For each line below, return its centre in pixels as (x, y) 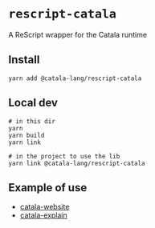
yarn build (27, 135)
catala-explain (43, 215)
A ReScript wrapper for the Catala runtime (77, 34)
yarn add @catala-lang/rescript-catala (75, 78)
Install (24, 60)
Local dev (33, 103)
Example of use (48, 188)
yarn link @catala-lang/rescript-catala (77, 163)
